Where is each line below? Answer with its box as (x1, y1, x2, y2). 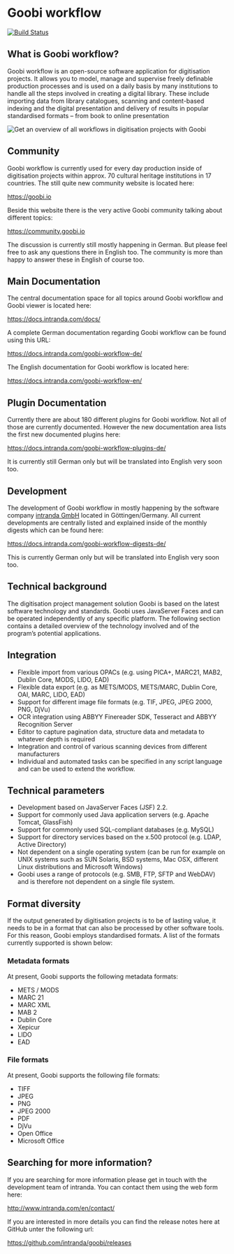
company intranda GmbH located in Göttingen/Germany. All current (7, 511, 201, 519)
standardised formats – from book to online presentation (7, 111, 170, 120)
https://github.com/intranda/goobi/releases (7, 1238, 132, 1246)
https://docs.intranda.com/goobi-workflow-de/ (7, 350, 142, 358)
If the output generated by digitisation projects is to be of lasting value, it (7, 916, 217, 925)
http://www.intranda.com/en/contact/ (7, 1204, 115, 1212)
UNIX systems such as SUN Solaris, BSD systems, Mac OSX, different (17, 855, 219, 864)
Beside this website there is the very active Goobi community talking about (7, 206, 223, 214)
